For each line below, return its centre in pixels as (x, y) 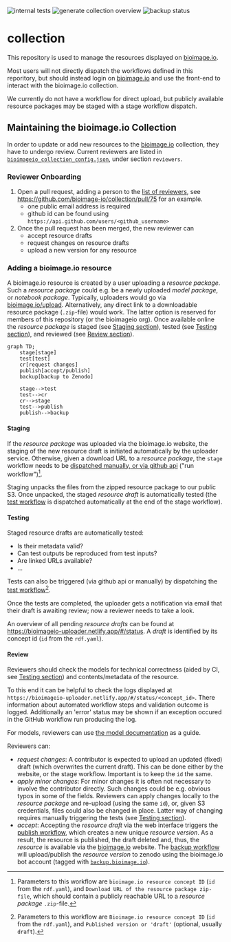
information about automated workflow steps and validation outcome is (108, 705)
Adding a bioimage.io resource (59, 268)
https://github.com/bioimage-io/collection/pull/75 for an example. (110, 199)
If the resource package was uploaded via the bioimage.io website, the (108, 443)
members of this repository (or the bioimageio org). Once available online (111, 319)
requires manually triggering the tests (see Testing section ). (102, 818)
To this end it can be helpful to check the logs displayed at (90, 690)
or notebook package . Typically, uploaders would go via (87, 298)
